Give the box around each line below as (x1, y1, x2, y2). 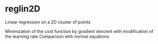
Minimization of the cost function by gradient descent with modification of (5, 28, 154, 34)
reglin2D (5, 3, 40, 14)
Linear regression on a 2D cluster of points (5, 19, 91, 25)
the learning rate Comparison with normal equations (5, 33, 109, 39)
